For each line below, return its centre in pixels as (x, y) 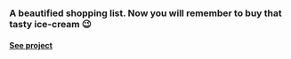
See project (31, 45)
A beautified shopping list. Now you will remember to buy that (145, 13)
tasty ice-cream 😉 (50, 24)
